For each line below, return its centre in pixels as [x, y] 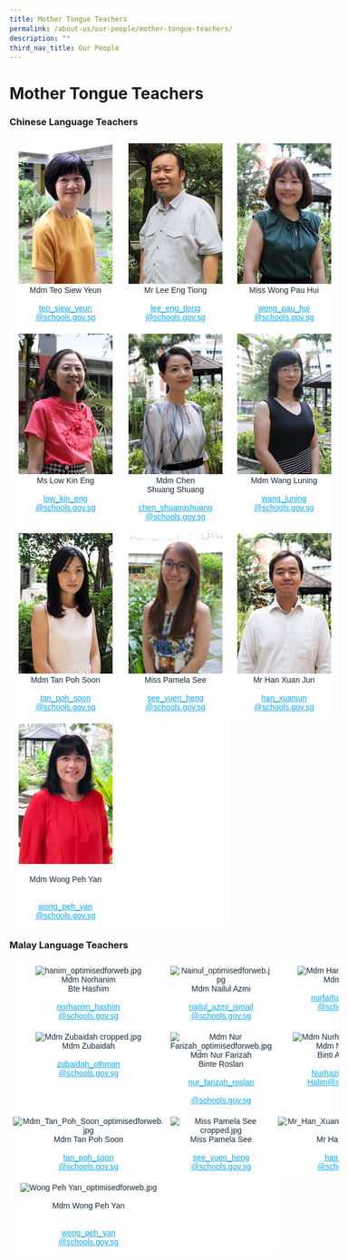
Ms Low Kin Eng [66, 480]
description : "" [40, 38]
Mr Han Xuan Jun [284, 679]
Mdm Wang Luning [284, 480]
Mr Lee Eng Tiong [175, 290]
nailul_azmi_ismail [221, 1007]
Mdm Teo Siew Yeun [66, 290]
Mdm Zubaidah [89, 1046]
